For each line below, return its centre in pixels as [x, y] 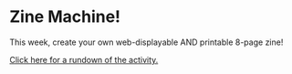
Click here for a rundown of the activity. [84, 59]
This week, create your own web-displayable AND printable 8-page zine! [146, 42]
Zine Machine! [65, 17]
